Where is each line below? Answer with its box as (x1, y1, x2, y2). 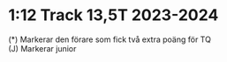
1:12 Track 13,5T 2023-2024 (8, 5, 219, 25)
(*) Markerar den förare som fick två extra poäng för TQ (8, 34, 211, 45)
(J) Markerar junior (8, 43, 77, 53)
